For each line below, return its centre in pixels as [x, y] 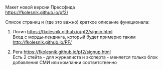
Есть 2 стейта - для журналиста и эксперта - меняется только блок [85, 57]
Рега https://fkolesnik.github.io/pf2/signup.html [62, 52]
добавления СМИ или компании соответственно [64, 62]
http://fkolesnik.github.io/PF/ [42, 42]
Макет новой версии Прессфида [40, 7]
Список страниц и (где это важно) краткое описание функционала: [77, 22]
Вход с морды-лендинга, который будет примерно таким [74, 37]
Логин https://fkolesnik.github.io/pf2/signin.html [62, 32]
